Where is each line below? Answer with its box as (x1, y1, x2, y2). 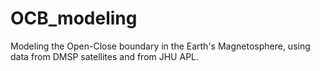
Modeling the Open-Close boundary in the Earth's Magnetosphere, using (10, 40, 311, 52)
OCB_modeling (10, 7, 138, 30)
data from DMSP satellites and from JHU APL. (10, 50, 200, 62)
